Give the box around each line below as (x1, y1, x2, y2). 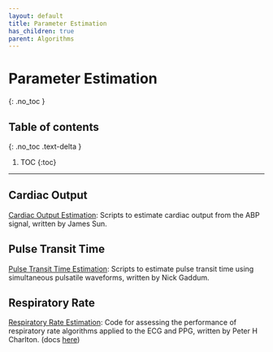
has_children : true (8, 27, 75, 35)
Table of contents (8, 120, 99, 134)
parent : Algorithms (8, 34, 75, 43)
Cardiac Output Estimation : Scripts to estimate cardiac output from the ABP (8, 210, 260, 219)
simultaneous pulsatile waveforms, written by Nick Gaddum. (8, 272, 210, 282)
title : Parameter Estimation (8, 20, 107, 28)
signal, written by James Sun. (8, 219, 107, 228)
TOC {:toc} (19, 158, 57, 167)
